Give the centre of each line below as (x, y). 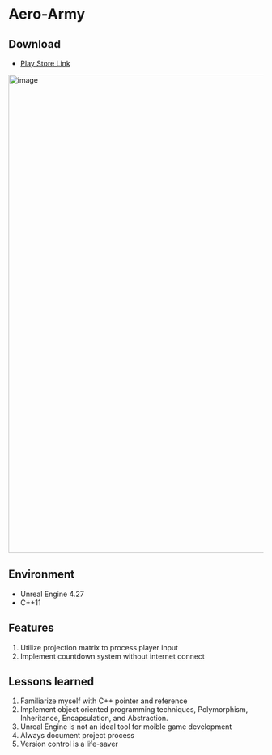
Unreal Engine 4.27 (52, 594)
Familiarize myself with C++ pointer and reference (104, 701)
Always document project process (77, 736)
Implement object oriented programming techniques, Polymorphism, (134, 710)
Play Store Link (45, 63)
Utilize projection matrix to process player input (99, 647)
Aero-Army (47, 14)
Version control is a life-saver (69, 744)
